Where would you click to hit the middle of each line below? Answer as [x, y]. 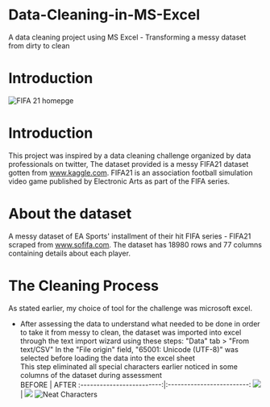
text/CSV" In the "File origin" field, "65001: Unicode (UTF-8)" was [129, 349]
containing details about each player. [70, 253]
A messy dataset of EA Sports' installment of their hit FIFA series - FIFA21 [130, 236]
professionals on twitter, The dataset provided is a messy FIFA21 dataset [129, 164]
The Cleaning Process [84, 286]
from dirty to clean [39, 45]
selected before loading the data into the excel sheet [108, 358]
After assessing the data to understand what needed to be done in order [140, 323]
